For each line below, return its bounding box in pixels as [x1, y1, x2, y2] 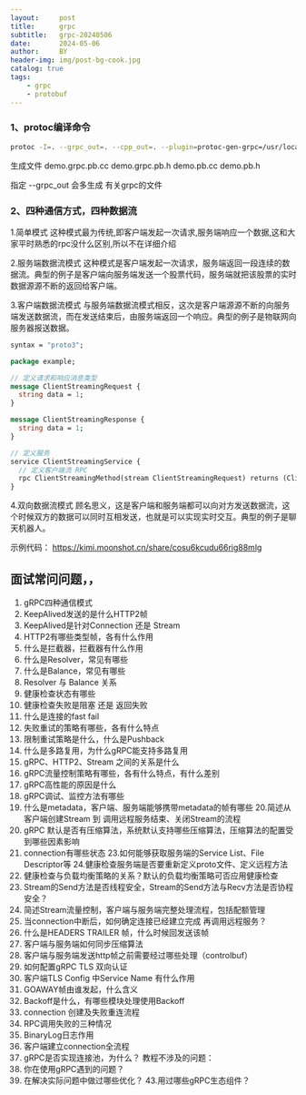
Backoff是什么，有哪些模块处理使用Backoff [23, 996, 185, 1007]
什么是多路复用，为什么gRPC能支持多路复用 [23, 745, 189, 756]
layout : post [10, 13, 76, 23]
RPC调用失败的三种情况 [23, 1019, 112, 1029]
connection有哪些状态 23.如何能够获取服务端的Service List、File [23, 847, 264, 858]
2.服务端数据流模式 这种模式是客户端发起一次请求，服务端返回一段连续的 [10, 257, 282, 269]
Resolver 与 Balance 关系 [23, 677, 117, 688]
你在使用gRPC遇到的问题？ [23, 1064, 125, 1075]
